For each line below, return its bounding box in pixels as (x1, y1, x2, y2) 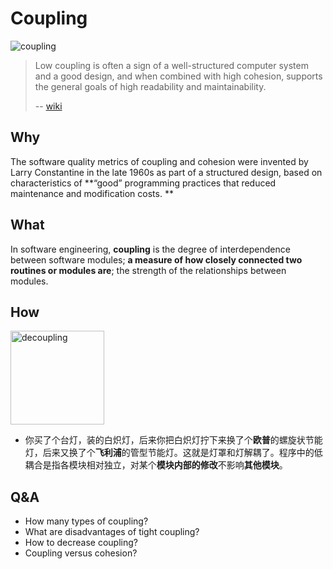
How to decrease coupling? (24, 537, 138, 549)
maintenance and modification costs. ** (10, 187, 174, 199)
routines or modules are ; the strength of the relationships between (10, 264, 287, 276)
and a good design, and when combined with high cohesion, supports (34, 70, 323, 82)
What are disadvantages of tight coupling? (24, 526, 200, 538)
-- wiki (34, 100, 63, 112)
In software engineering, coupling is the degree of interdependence (10, 243, 291, 255)
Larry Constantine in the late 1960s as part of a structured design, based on (10, 166, 323, 178)
